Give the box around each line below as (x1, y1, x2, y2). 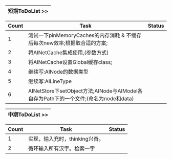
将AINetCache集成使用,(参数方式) (28, 49, 109, 56)
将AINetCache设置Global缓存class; (28, 59, 113, 65)
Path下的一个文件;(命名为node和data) (43, 95, 134, 102)
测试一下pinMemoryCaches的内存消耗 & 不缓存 (28, 32, 142, 39)
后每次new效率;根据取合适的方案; (28, 39, 108, 47)
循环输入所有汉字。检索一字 (28, 145, 95, 152)
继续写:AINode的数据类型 (28, 69, 89, 75)
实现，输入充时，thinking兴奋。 (28, 135, 104, 142)
